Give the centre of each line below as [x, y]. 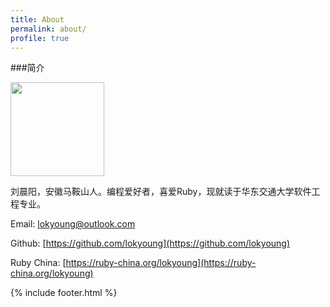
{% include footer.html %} [64, 293]
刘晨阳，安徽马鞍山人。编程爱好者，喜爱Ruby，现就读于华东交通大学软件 [161, 192]
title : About [37, 19]
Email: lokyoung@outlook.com [73, 224]
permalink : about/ [48, 29]
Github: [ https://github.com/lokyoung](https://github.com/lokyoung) [150, 243]
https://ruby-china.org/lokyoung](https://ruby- [161, 263]
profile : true [40, 38]
